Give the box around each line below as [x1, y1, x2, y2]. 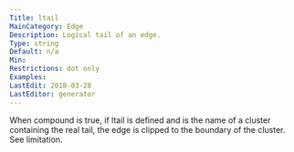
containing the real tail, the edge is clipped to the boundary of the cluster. [9, 124, 286, 135]
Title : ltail [9, 13, 59, 23]
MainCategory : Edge [9, 22, 84, 31]
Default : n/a [9, 47, 59, 56]
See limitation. [9, 134, 63, 145]
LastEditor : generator [9, 89, 96, 98]
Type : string [9, 38, 59, 48]
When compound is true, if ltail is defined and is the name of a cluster [9, 115, 271, 126]
